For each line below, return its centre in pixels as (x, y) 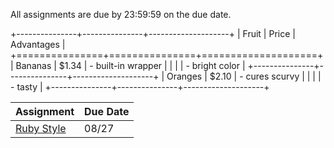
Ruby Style (41, 128)
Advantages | (38, 44)
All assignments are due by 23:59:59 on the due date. (121, 14)
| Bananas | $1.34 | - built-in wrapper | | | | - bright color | (128, 65)
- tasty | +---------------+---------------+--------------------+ (140, 87)
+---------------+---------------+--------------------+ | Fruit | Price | (153, 33)
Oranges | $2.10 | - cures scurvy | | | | (244, 76)
